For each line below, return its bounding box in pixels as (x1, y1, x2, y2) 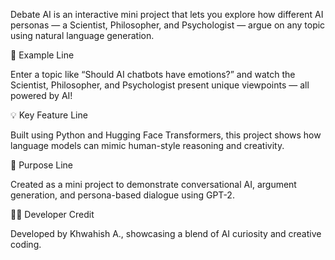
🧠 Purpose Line (10, 159, 74, 171)
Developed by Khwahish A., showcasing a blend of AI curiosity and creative (10, 228, 322, 239)
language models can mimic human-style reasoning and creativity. (10, 140, 285, 151)
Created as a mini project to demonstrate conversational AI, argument (10, 179, 297, 190)
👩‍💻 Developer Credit (10, 209, 95, 220)
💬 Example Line (10, 49, 75, 61)
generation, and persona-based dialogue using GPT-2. (10, 189, 235, 201)
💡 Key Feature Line (10, 109, 88, 121)
